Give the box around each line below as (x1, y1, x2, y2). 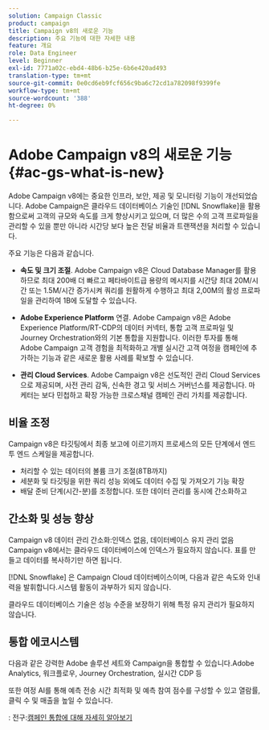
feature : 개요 (8, 42, 52, 50)
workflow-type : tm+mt (8, 86, 81, 95)
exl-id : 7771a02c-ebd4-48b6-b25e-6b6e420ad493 (8, 64, 167, 72)
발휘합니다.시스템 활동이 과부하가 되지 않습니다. (22, 582, 171, 592)
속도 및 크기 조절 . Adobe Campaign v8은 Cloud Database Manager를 (19, 266, 243, 275)
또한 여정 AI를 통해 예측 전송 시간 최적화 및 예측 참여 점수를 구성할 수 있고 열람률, (8, 685, 261, 695)
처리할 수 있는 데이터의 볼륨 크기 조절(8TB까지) (19, 466, 168, 476)
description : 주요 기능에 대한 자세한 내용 (8, 34, 136, 43)
